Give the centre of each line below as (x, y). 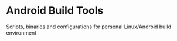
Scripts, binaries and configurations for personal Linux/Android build (89, 27)
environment (21, 32)
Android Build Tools (55, 11)
